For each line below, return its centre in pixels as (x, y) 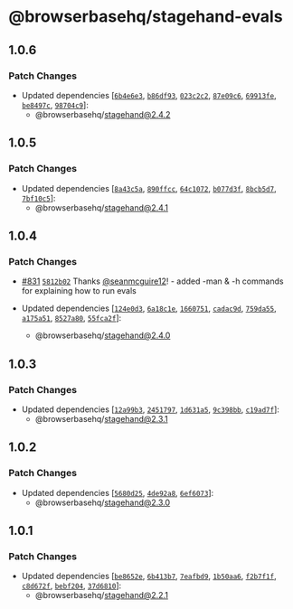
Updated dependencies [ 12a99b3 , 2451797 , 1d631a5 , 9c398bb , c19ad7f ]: (150, 409)
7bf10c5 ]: (38, 198)
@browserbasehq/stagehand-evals (146, 17)
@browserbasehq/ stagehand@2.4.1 (102, 207)
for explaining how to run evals (79, 291)
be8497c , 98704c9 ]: (55, 105)
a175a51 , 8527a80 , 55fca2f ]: (71, 318)
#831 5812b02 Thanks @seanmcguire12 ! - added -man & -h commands (152, 281)
